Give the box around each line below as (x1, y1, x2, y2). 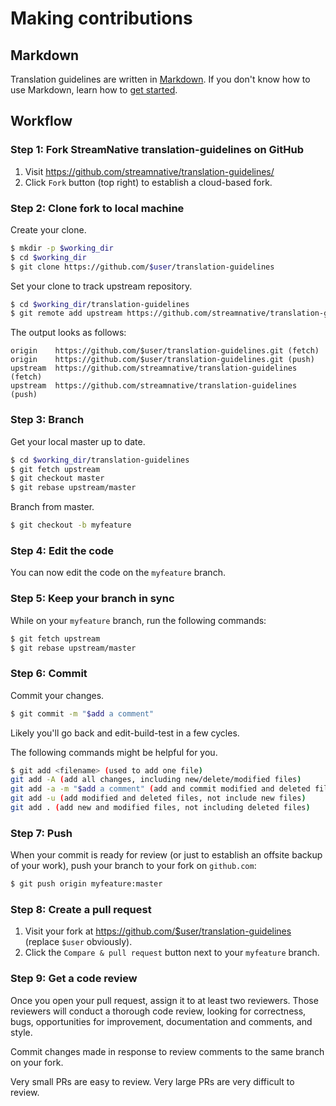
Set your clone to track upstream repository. (10, 280, 193, 292)
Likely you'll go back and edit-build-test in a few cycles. (10, 727, 240, 739)
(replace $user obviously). (24, 936, 133, 948)
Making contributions (10, 7, 193, 30)
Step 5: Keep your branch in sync (10, 592, 175, 606)
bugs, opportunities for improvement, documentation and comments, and (10, 1015, 313, 1027)
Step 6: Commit (10, 667, 88, 681)
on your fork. (10, 1056, 64, 1068)
